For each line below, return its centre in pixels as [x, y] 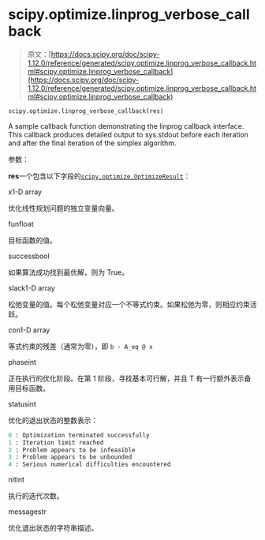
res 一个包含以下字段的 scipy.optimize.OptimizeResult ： [99, 176]
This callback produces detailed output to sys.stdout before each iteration [128, 134]
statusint [22, 403]
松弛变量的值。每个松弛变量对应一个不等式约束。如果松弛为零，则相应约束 [129, 304]
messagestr [28, 512]
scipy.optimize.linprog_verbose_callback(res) [86, 111]
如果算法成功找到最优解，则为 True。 [68, 272]
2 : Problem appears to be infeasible [72, 450]
